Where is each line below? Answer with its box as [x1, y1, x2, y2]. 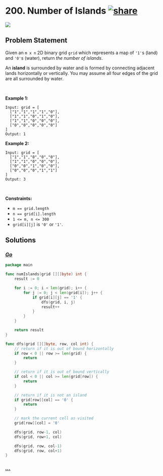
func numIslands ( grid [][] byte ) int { [5, 272, 87, 277]
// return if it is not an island [14, 393, 87, 398]
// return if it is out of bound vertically [14, 369, 110, 374]
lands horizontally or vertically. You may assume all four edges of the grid [5, 70, 158, 76]
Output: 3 [5, 177, 26, 182]
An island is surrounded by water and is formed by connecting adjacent [5, 65, 155, 71]
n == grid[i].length [12, 211, 56, 217]
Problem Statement [5, 36, 68, 45]
